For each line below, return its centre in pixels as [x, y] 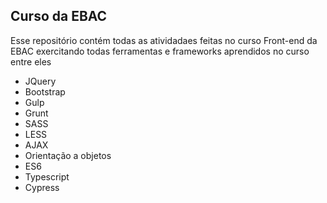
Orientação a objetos [68, 155]
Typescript [47, 176]
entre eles [31, 61]
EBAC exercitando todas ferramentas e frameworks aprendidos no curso [160, 51]
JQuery [40, 81]
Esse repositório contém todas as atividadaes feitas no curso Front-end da [164, 40]
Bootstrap [45, 91]
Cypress [42, 187]
